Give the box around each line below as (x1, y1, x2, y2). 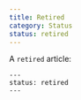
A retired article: (9, 54, 72, 65)
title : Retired (9, 12, 65, 22)
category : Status (9, 21, 73, 30)
